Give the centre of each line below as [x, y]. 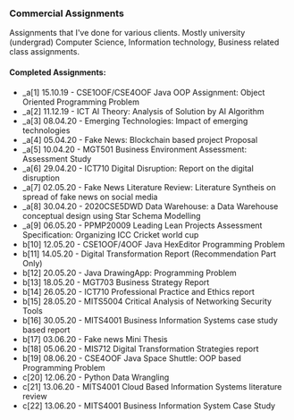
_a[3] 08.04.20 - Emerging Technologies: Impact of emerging [135, 121]
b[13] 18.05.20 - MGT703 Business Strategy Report [116, 282]
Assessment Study [57, 158]
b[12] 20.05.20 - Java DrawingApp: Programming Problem [129, 273]
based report [46, 330]
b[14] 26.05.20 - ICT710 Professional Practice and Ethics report [138, 291]
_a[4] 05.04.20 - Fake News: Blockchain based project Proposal [140, 139]
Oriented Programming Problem [81, 102]
